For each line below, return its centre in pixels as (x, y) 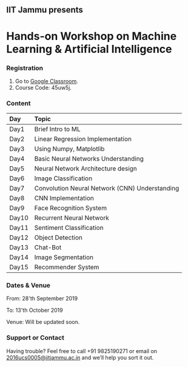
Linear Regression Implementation (83, 139)
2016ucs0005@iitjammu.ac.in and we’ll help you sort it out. (80, 357)
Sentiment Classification (69, 228)
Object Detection (59, 238)
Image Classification (63, 178)
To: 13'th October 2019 (35, 310)
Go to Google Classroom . (47, 81)
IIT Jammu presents (45, 10)
